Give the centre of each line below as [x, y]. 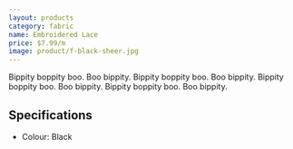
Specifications [50, 115]
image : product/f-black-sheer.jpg [74, 51]
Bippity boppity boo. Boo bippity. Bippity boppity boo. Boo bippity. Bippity [146, 77]
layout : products [41, 18]
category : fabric [41, 26]
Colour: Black [47, 136]
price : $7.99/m [37, 43]
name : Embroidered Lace [54, 34]
